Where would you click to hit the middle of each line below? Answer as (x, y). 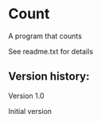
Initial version (30, 111)
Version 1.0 (26, 96)
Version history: (49, 77)
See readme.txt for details (51, 51)
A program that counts (45, 36)
